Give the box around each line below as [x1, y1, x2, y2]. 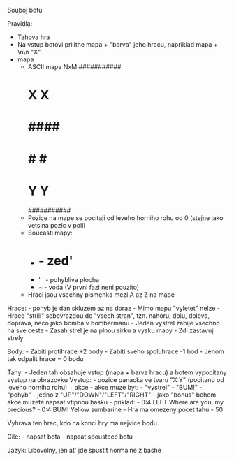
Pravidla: [7, 20, 33, 27]
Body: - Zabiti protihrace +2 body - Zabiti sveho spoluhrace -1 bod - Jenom [7, 347, 225, 356]
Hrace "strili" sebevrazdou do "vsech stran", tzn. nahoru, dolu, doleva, [7, 312, 210, 320]
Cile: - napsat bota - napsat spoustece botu [7, 432, 133, 441]
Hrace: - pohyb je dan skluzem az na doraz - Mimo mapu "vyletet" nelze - [7, 304, 220, 313]
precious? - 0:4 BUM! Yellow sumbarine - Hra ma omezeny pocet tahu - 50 [7, 405, 224, 414]
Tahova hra [17, 33, 50, 41]
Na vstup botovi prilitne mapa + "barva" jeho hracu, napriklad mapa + [17, 41, 218, 48]
